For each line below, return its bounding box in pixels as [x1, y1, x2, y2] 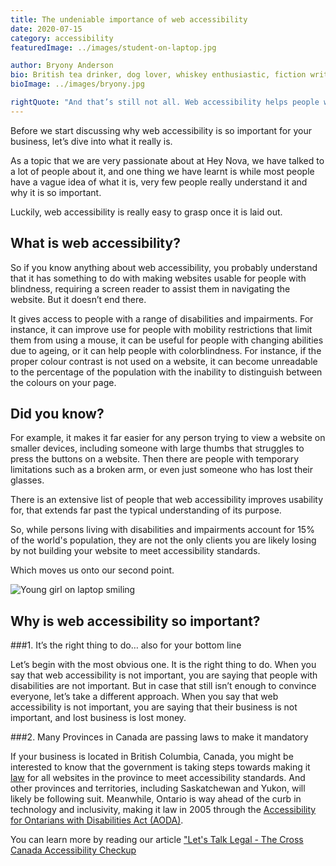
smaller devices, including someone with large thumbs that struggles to [10, 442, 305, 455]
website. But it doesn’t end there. [10, 293, 147, 305]
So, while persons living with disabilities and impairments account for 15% [10, 524, 315, 536]
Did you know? [10, 405, 105, 422]
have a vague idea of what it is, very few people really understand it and [10, 176, 308, 188]
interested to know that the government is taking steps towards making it [10, 761, 311, 773]
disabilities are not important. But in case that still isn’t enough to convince [10, 680, 317, 692]
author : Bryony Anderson [10, 61, 114, 71]
